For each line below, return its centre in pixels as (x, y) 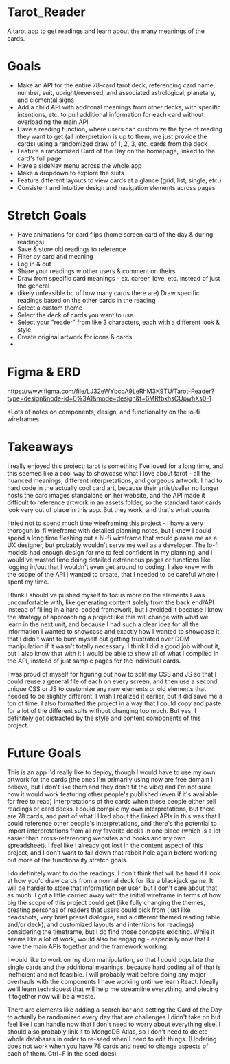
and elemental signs (45, 100)
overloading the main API (53, 122)
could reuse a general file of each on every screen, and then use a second (112, 681)
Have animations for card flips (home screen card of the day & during (115, 234)
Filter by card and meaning (55, 256)
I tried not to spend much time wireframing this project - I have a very (105, 523)
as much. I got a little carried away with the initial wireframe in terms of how (114, 895)
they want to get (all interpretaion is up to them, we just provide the (112, 136)
